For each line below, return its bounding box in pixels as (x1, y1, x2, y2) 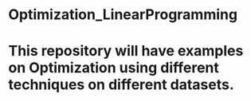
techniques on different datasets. (8, 76, 235, 94)
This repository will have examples (8, 42, 244, 60)
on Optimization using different (8, 59, 219, 77)
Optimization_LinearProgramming (8, 6, 237, 24)
